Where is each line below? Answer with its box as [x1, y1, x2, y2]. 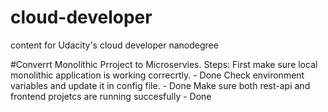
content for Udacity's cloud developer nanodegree [10, 39, 219, 51]
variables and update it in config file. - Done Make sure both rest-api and [10, 79, 311, 91]
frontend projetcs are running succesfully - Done [10, 90, 212, 102]
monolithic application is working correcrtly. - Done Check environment [10, 69, 305, 81]
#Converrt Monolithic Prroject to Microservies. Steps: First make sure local [10, 58, 318, 70]
